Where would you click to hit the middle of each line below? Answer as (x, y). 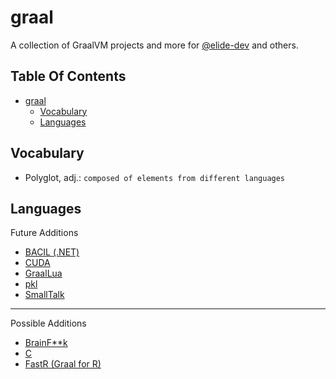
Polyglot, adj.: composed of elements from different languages (155, 177)
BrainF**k (46, 343)
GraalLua (43, 273)
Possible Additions (48, 323)
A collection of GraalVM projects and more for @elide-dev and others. (154, 45)
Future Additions (44, 233)
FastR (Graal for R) (63, 364)
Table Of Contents (68, 76)
